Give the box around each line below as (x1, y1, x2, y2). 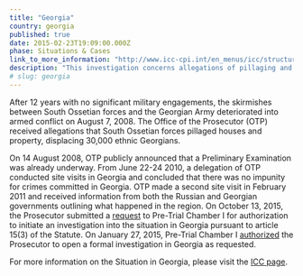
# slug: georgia (9, 72, 70, 81)
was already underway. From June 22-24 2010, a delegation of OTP (9, 161, 262, 172)
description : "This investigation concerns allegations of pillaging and (9, 64, 293, 73)
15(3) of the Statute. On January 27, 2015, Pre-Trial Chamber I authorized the (9, 229, 294, 240)
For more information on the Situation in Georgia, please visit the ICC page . (9, 256, 289, 267)
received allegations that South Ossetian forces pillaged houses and (9, 125, 262, 136)
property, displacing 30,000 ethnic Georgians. (9, 134, 181, 145)
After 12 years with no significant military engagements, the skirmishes (9, 97, 272, 107)
